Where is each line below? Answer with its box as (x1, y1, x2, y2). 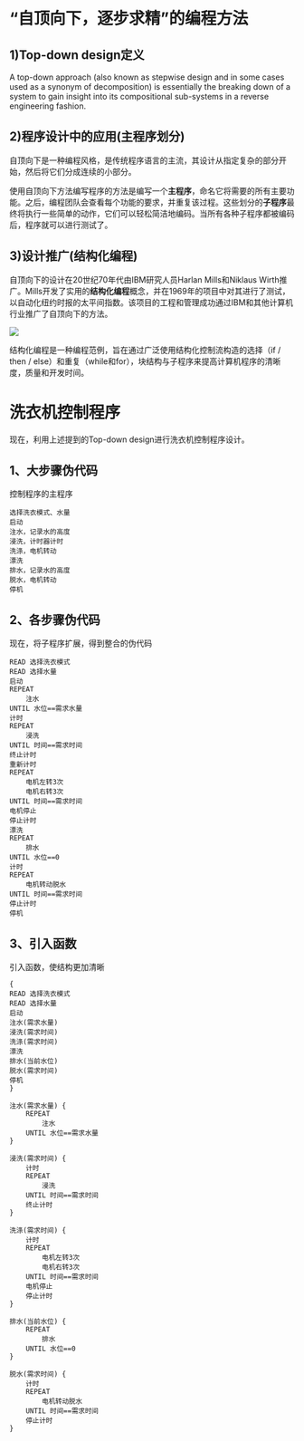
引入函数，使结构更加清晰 (9, 962, 105, 972)
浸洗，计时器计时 (9, 537, 64, 546)
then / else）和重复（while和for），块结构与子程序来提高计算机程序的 (9, 355, 265, 367)
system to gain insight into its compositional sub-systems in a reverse (9, 91, 270, 101)
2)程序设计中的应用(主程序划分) (9, 129, 185, 145)
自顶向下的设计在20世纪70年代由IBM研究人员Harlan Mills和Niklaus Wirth (9, 274, 280, 285)
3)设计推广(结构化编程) (9, 248, 138, 264)
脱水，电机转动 (9, 576, 57, 585)
